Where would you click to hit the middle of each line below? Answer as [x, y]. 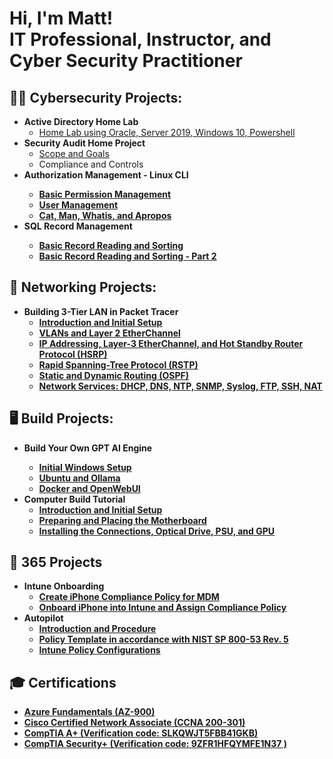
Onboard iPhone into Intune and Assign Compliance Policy [162, 608]
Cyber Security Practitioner [126, 61]
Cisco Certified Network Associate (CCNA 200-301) [134, 723]
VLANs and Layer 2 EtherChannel [109, 333]
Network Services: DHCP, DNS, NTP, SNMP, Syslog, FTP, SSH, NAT [180, 386]
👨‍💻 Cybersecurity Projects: [96, 97]
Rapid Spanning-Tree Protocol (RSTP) [118, 364]
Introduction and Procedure [97, 629]
